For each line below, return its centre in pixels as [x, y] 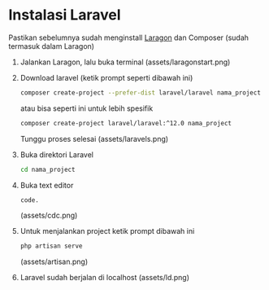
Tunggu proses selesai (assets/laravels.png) [94, 138]
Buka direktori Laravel [56, 154]
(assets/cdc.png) [49, 215]
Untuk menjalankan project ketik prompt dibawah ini [107, 231]
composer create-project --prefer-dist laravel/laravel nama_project [141, 92]
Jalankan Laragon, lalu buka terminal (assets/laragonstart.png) [125, 62]
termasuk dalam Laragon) [52, 46]
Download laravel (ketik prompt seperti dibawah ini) [106, 77]
